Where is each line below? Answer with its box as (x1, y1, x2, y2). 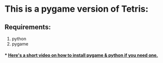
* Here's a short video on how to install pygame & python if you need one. (4, 52, 158, 58)
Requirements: (4, 23, 51, 31)
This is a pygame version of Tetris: (4, 3, 149, 15)
